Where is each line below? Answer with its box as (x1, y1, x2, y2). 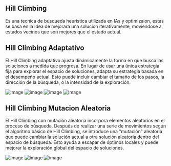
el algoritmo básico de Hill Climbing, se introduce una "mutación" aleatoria (5, 128, 163, 135)
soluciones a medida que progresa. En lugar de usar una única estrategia (5, 63, 160, 69)
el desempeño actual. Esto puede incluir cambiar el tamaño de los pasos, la (5, 73, 165, 80)
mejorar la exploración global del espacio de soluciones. (5, 145, 124, 151)
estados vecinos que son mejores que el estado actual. (5, 28, 122, 35)
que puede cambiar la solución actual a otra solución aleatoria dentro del (5, 134, 159, 140)
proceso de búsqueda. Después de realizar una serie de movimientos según (5, 123, 166, 129)
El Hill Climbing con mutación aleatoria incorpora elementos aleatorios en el (5, 118, 165, 124)
